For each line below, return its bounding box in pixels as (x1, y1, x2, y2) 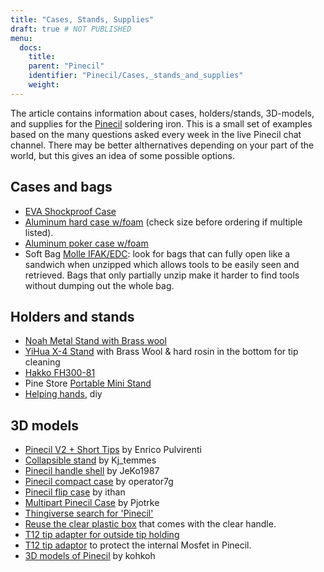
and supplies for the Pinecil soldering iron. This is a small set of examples (10, 117, 313, 130)
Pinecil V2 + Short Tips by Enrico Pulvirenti (24, 444, 202, 456)
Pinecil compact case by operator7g (24, 476, 174, 488)
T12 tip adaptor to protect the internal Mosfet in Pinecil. (24, 539, 252, 551)
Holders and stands (10, 308, 135, 325)
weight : (28, 80, 60, 90)
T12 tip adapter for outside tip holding (24, 529, 180, 541)
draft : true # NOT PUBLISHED (10, 24, 132, 34)
